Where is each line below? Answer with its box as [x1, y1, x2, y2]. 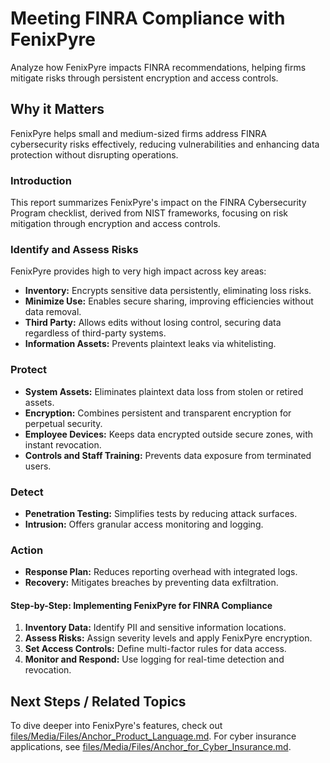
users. [24, 460, 52, 472]
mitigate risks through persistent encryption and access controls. [10, 72, 279, 84]
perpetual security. [24, 417, 103, 429]
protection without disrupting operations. [10, 148, 179, 161]
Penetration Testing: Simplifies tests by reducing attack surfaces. [24, 507, 298, 519]
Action [10, 543, 44, 557]
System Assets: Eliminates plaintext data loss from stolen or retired [24, 385, 304, 397]
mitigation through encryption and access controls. [10, 218, 221, 230]
